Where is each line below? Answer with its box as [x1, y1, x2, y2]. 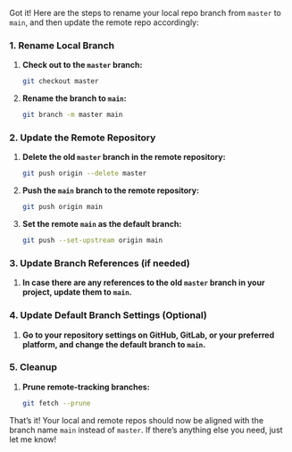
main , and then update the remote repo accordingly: [9, 17, 199, 28]
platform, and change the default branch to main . [21, 339, 206, 349]
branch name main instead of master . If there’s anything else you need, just [9, 424, 283, 435]
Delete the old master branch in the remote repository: [21, 152, 226, 163]
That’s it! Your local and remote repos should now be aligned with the [9, 414, 264, 425]
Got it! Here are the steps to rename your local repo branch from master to [9, 8, 281, 18]
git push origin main [21, 203, 103, 212]
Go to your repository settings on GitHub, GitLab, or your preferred [21, 330, 275, 340]
